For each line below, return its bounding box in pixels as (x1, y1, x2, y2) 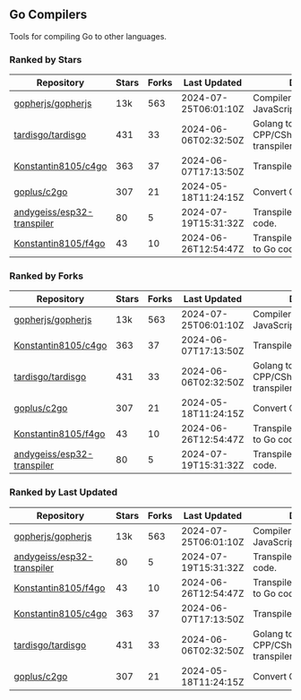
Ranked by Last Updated (9, 486, 118, 498)
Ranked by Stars (9, 53, 82, 65)
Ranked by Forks (9, 270, 83, 282)
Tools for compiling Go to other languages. (9, 30, 168, 41)
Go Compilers (9, 7, 88, 22)
